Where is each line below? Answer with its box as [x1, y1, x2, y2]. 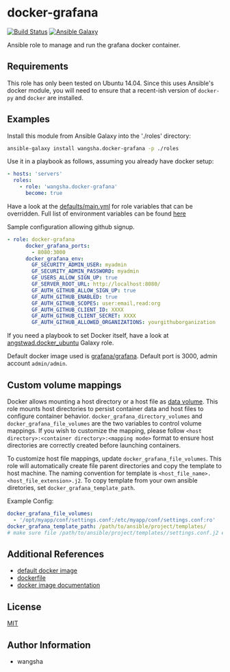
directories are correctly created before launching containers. [7, 441, 181, 449]
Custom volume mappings [7, 379, 122, 391]
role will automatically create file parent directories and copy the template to [7, 462, 222, 470]
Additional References [7, 548, 105, 560]
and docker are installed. [14, 93, 84, 102]
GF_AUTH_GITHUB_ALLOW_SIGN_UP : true [31, 287, 136, 294]
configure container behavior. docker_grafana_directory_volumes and [7, 412, 203, 420]
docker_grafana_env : [25, 255, 84, 262]
